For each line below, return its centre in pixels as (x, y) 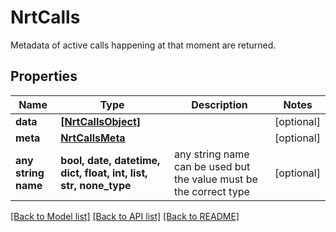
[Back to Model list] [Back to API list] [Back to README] (125, 216)
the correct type (212, 191)
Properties (44, 76)
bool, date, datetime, (110, 160)
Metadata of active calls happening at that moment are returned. (143, 45)
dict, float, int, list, (104, 173)
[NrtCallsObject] (101, 121)
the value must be (216, 179)
